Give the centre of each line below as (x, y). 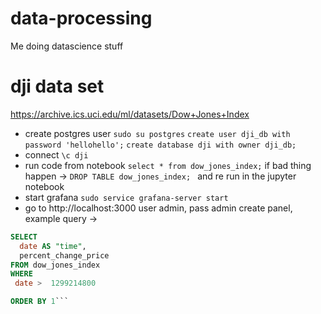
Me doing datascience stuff (67, 46)
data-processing (81, 18)
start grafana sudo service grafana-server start (126, 197)
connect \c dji (56, 154)
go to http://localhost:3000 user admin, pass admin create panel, (158, 208)
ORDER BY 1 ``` (40, 302)
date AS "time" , (53, 246)
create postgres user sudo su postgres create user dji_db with (157, 133)
